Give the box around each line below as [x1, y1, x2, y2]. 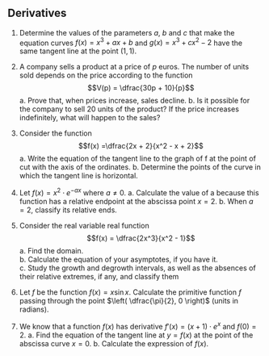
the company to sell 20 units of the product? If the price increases [19, 104, 240, 114]
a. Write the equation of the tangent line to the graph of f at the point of [19, 153, 256, 164]
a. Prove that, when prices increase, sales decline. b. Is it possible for [19, 96, 250, 106]
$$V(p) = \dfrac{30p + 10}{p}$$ [87, 83, 195, 93]
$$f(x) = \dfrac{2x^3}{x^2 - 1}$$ [86, 233, 195, 243]
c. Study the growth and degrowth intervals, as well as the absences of [19, 263, 256, 273]
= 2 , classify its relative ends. [19, 205, 118, 215]
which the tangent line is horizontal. [19, 171, 138, 181]
